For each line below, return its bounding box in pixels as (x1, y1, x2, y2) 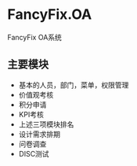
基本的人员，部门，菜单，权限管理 (18, 80, 129, 90)
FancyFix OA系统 (7, 32, 62, 42)
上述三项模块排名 (18, 120, 74, 129)
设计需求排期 (18, 129, 60, 138)
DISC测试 (18, 149, 49, 158)
